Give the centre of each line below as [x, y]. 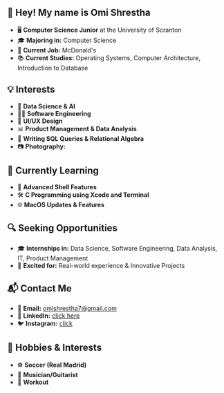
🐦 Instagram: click [45, 324]
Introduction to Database [53, 68]
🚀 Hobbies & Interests [55, 348]
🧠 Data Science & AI [46, 106]
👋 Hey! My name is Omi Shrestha [79, 13]
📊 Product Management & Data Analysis [77, 128]
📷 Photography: [41, 146]
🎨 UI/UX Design [40, 121]
